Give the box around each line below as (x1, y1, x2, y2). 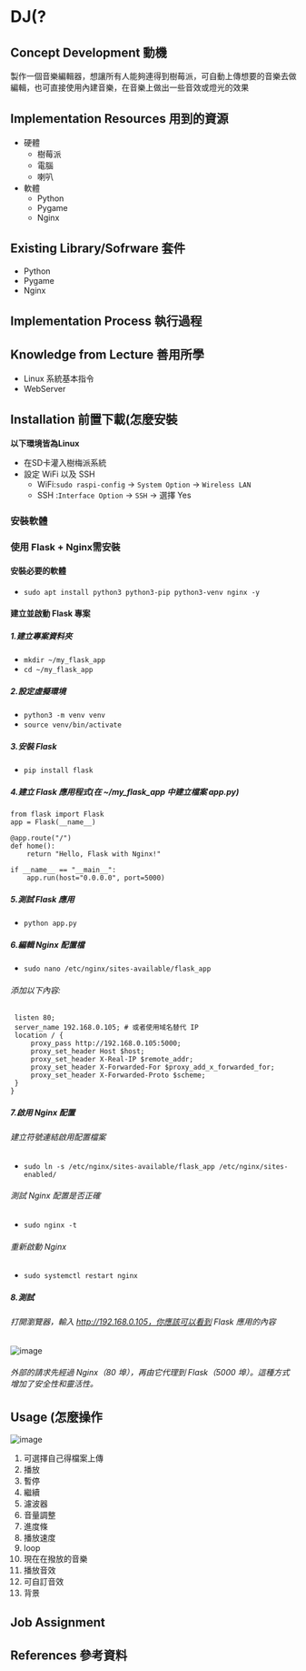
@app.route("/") (10, 834, 72, 843)
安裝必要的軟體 (10, 566, 66, 577)
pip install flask (23, 766, 94, 775)
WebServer (23, 383, 66, 394)
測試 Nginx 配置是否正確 (10, 1190, 101, 1202)
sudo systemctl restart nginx (23, 1272, 139, 1281)
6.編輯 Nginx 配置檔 (10, 939, 85, 950)
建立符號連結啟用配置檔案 (10, 1132, 106, 1143)
